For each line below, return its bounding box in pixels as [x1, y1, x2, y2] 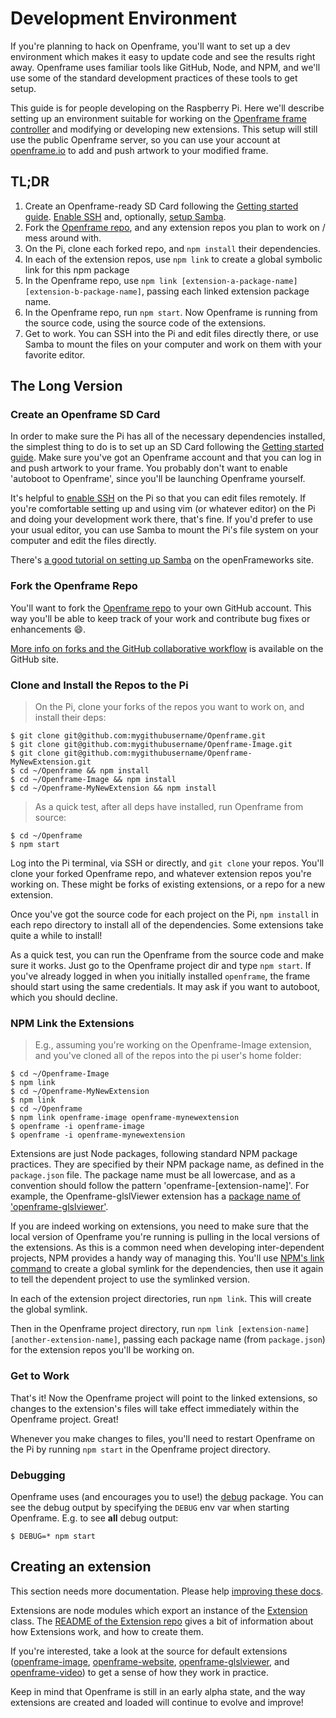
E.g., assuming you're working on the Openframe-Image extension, [34, 1039, 312, 1051]
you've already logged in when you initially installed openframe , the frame [10, 970, 311, 982]
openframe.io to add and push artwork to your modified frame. [10, 144, 269, 156]
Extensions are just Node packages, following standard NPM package [10, 1148, 298, 1160]
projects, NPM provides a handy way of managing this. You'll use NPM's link [10, 1252, 325, 1264]
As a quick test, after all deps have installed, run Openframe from [34, 801, 304, 813]
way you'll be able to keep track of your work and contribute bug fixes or [10, 612, 311, 624]
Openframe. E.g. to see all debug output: [10, 1512, 179, 1524]
